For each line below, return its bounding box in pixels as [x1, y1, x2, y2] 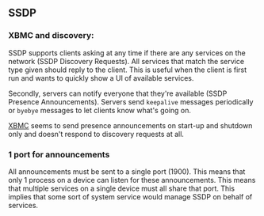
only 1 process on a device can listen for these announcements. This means [8, 175, 256, 184]
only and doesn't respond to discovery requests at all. [8, 129, 185, 138]
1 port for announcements [8, 149, 110, 160]
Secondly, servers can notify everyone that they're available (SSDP [8, 89, 228, 98]
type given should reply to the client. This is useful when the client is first [8, 65, 247, 74]
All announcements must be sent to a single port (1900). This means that [8, 166, 246, 176]
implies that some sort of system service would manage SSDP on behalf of [8, 191, 253, 201]
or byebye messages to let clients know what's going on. [8, 105, 192, 115]
